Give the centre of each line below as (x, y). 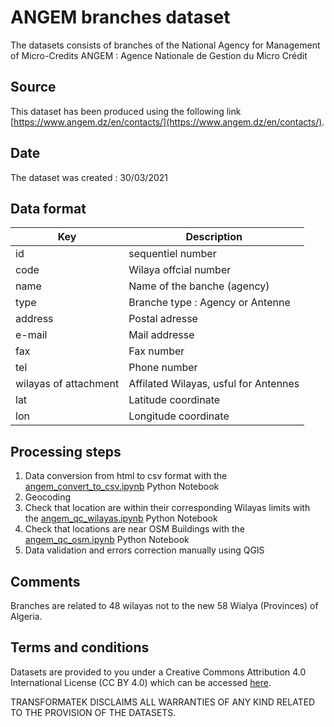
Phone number (163, 368)
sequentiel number (172, 254)
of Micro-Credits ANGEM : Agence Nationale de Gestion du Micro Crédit (159, 55)
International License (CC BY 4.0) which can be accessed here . (141, 682)
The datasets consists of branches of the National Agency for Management (165, 45)
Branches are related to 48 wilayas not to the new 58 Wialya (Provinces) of (164, 605)
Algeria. (26, 616)
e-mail (31, 335)
